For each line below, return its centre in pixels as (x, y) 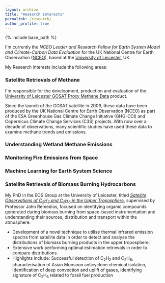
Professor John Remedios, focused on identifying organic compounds (76, 207)
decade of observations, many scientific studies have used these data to (79, 126)
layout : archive (22, 10)
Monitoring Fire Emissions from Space (52, 158)
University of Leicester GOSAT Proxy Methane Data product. (66, 96)
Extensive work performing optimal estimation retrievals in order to (80, 248)
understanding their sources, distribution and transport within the (71, 217)
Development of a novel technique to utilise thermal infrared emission (82, 232)
